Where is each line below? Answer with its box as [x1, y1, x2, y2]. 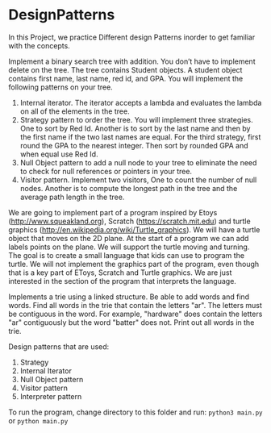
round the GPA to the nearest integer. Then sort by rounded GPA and [19, 140, 248, 150]
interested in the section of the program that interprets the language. [8, 276, 236, 285]
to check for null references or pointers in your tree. [19, 166, 192, 176]
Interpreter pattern [19, 391, 82, 401]
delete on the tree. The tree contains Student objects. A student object [8, 65, 243, 74]
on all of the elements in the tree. [19, 106, 131, 116]
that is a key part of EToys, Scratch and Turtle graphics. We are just [8, 268, 232, 277]
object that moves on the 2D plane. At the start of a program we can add [8, 233, 249, 243]
